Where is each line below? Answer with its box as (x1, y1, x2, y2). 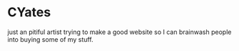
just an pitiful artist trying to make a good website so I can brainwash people (7, 28, 232, 36)
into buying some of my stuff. (7, 35, 94, 43)
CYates (7, 4, 51, 21)
